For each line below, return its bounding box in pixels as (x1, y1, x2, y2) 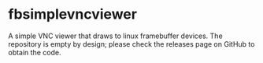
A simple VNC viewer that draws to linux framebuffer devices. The (8, 31, 223, 40)
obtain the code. (8, 47, 61, 57)
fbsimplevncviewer (8, 5, 138, 23)
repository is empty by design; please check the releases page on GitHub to (8, 39, 255, 48)
